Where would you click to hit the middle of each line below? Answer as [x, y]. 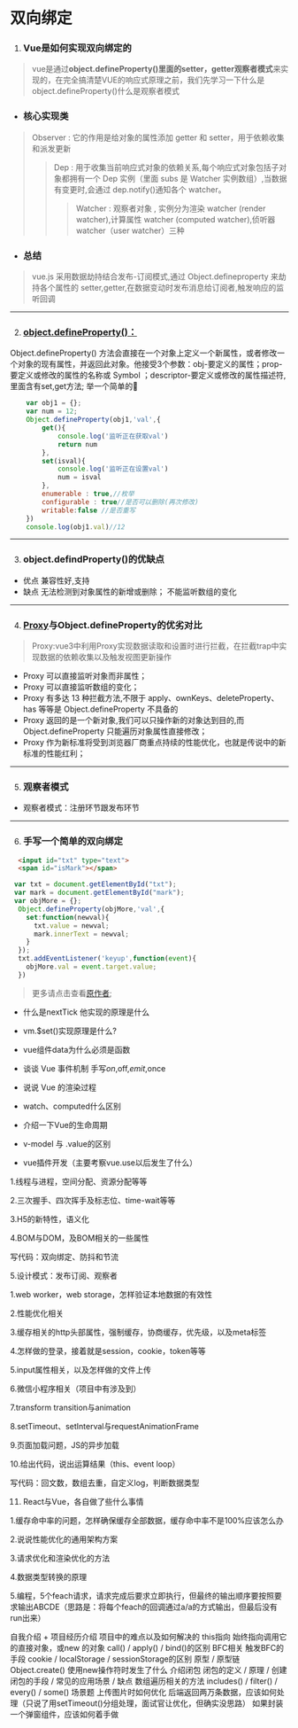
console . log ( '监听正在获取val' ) [113, 436]
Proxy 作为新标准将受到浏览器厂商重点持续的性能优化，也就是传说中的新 [154, 742]
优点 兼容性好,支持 [56, 580]
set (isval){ [64, 461]
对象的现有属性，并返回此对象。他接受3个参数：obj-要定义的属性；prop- [150, 364]
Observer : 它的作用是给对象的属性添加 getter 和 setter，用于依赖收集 [158, 137]
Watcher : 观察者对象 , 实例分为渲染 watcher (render [171, 208]
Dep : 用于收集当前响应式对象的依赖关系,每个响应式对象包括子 [166, 167]
